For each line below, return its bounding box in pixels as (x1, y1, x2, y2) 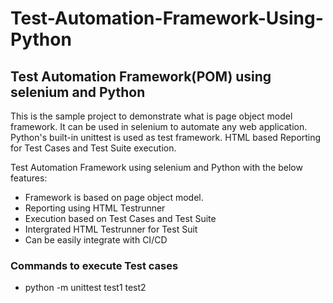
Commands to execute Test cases (10, 258, 179, 272)
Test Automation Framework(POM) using (10, 68, 272, 85)
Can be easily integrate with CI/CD (24, 234, 168, 246)
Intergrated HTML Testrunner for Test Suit (24, 223, 198, 235)
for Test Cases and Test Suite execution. (10, 142, 177, 154)
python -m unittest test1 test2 (24, 282, 147, 294)
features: (10, 172, 48, 184)
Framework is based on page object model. (24, 192, 204, 203)
